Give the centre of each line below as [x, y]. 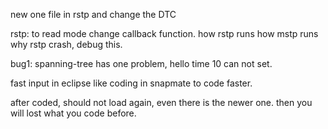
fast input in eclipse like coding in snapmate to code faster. [131, 83]
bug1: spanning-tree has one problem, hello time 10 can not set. [141, 63]
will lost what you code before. [73, 113]
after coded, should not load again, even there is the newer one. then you [161, 102]
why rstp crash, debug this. [66, 44]
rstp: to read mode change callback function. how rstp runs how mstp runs [164, 33]
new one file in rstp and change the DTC [93, 14]
